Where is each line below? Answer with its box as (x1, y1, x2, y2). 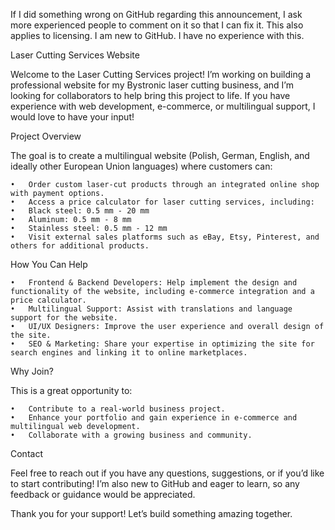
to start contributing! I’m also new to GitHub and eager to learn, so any (10, 478, 300, 489)
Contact (10, 448, 43, 459)
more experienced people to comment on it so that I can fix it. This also (10, 19, 304, 31)
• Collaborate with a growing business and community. (10, 430, 253, 440)
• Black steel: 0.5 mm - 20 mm (10, 206, 150, 216)
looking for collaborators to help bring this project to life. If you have (10, 90, 291, 101)
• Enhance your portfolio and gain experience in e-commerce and (10, 413, 298, 423)
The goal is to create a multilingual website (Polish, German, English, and (10, 150, 310, 161)
